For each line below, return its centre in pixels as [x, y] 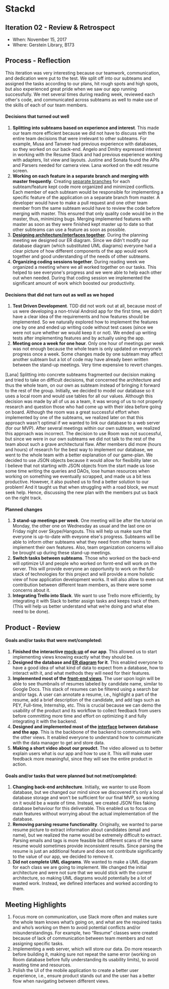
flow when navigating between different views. [61, 981]
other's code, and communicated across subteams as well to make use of [82, 99]
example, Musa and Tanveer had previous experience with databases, [85, 144]
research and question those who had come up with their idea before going [83, 407]
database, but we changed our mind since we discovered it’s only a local [88, 792]
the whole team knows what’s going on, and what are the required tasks [87, 922]
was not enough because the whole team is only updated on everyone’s [87, 349]
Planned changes [24, 509]
